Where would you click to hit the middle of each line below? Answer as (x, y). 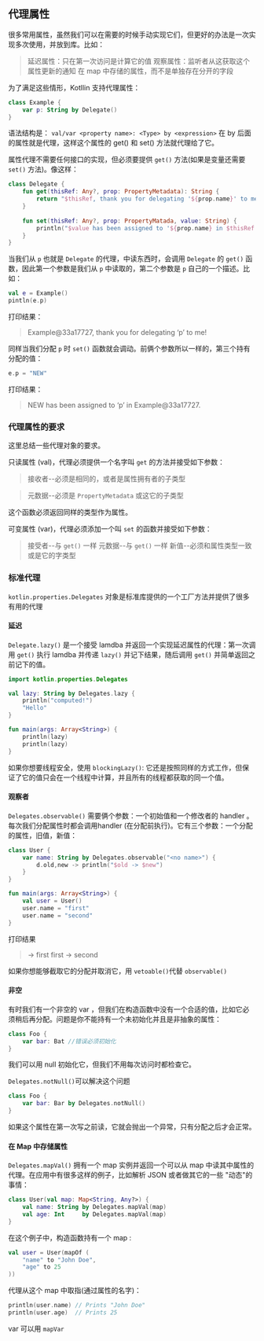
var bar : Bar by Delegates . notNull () (84, 1104)
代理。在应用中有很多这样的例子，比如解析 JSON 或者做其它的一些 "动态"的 (130, 1175)
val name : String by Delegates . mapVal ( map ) (95, 1207)
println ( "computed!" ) (57, 701)
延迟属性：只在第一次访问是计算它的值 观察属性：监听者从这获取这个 (138, 61)
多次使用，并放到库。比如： (59, 44)
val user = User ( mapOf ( (49, 1252)
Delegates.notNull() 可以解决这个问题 (70, 1081)
